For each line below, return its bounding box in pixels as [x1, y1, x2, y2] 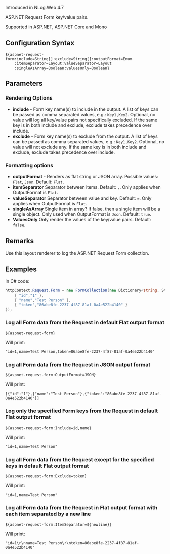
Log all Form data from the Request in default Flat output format [5, 319, 165, 326]
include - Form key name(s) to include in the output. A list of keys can [12, 106, 158, 112]
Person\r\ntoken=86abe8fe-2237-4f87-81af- [48, 541, 139, 546]
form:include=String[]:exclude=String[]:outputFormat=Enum [5, 56, 133, 61]
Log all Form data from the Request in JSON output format [5, 361, 151, 368]
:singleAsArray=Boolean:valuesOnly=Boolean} [14, 66, 110, 71]
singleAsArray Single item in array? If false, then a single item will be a [12, 206, 160, 212]
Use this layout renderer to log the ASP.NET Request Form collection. [5, 250, 149, 256]
